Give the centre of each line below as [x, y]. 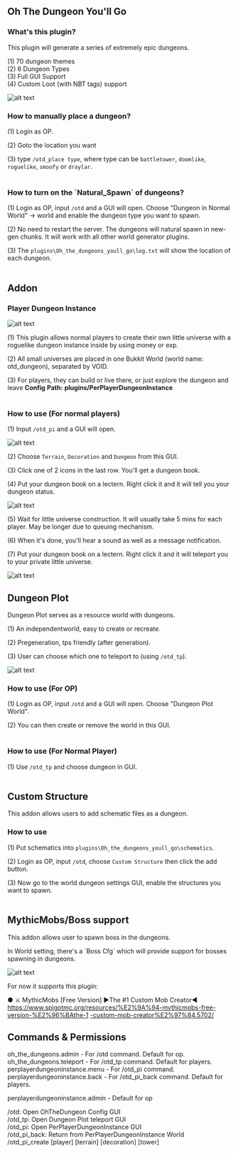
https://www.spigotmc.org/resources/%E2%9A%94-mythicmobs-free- [112, 1007]
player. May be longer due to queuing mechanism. [81, 527]
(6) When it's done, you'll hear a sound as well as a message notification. [114, 541]
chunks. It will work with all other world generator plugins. [105, 237]
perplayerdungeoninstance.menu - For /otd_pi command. [91, 1069]
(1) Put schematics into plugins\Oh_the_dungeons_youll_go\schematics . [111, 848]
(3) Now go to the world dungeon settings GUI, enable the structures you [114, 882]
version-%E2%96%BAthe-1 [48, 1014]
